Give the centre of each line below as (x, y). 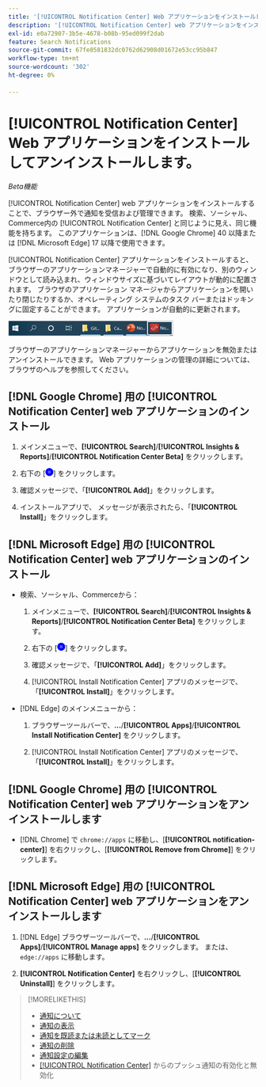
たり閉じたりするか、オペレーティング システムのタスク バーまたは (118, 299)
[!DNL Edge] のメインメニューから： (79, 709)
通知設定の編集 (64, 1055)
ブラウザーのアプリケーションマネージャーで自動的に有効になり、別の (122, 269)
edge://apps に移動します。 (64, 956)
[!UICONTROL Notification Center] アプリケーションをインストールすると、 (131, 259)
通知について (60, 1015)
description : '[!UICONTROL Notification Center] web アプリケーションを (125, 25)
